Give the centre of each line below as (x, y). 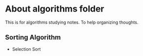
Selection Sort (26, 49)
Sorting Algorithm (33, 37)
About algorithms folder (55, 9)
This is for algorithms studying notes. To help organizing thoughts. (72, 22)
